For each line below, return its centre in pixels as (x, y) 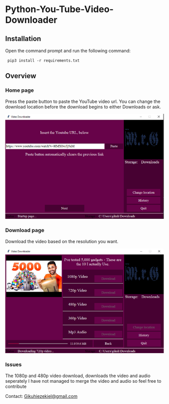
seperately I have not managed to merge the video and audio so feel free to (83, 381)
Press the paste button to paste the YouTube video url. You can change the (83, 101)
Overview (21, 76)
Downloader (31, 20)
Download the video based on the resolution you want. (62, 241)
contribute (16, 386)
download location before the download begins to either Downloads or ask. (83, 106)
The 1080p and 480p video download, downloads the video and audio (78, 376)
